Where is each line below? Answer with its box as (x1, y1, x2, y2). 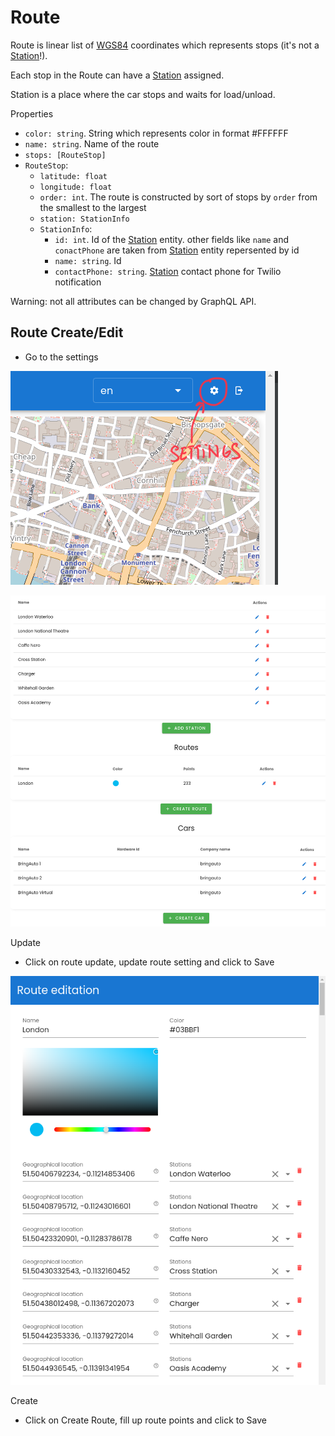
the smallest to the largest (39, 201, 147, 213)
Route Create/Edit (10, 324, 124, 341)
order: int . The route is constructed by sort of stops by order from (39, 191, 318, 203)
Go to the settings (24, 351, 99, 363)
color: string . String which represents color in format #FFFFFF (24, 127, 289, 139)
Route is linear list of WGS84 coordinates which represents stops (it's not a (10, 39, 320, 51)
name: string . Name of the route (24, 137, 160, 150)
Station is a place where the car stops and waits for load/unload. (10, 88, 276, 100)
